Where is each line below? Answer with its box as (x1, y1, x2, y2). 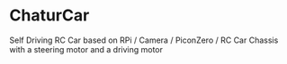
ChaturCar (9, 5, 90, 26)
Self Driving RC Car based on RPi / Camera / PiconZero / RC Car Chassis (9, 35, 279, 45)
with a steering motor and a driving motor (9, 44, 164, 54)
